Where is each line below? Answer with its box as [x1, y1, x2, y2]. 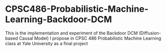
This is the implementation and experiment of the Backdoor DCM [5, 30, 138, 36]
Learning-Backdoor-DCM [5, 14, 112, 25]
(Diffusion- [139, 30, 162, 36]
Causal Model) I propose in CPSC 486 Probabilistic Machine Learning [19, 35, 162, 41]
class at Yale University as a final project [5, 40, 88, 46]
